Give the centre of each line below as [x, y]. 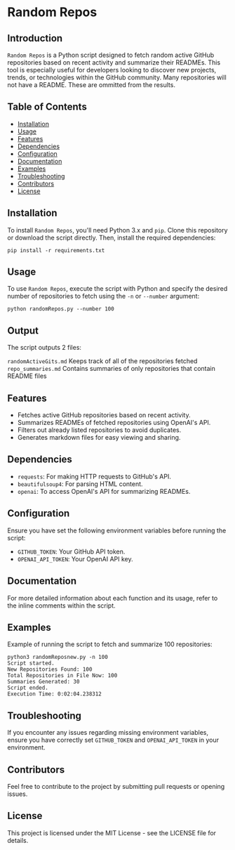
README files [27, 376]
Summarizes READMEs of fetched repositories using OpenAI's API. [114, 423]
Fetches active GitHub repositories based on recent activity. [104, 415]
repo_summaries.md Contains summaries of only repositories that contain [111, 369]
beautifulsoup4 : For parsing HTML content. [80, 484]
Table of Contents [47, 107]
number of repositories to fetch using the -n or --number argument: [103, 296]
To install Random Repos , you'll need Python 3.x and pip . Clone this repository [117, 230]
